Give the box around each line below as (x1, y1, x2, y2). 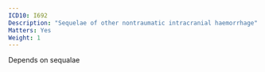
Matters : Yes (8, 26, 52, 34)
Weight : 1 (8, 33, 41, 42)
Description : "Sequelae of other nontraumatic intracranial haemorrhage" (8, 19, 259, 27)
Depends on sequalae (8, 55, 80, 65)
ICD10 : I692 (8, 11, 48, 20)
